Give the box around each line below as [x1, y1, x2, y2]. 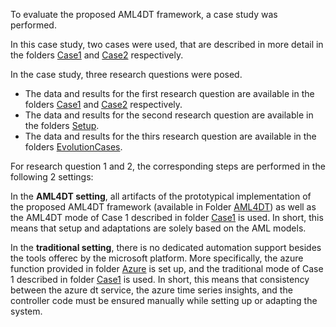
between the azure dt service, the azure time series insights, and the [10, 284, 293, 296]
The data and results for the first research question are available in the [24, 88, 315, 99]
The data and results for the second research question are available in [24, 109, 314, 121]
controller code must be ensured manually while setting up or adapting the [10, 295, 318, 306]
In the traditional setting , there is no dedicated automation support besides [10, 242, 322, 253]
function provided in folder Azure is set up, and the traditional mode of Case [10, 263, 324, 274]
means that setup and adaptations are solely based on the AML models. [10, 222, 307, 234]
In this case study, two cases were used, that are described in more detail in [10, 39, 324, 50]
